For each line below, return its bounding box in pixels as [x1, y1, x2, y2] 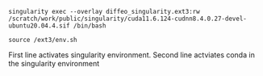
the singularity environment [8, 59, 100, 68]
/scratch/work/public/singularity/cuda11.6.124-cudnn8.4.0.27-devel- [8, 15, 248, 23]
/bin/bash [73, 22, 106, 30]
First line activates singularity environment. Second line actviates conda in [8, 50, 256, 60]
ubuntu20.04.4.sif [8, 22, 70, 30]
